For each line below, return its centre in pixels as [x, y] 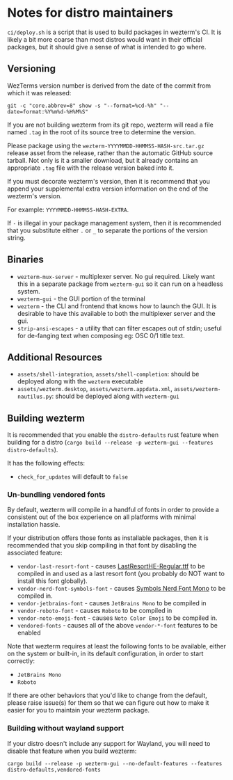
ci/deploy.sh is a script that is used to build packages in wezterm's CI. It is [114, 32]
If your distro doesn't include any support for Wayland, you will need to [109, 743]
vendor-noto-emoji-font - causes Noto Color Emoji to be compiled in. [117, 618]
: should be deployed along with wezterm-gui [115, 396]
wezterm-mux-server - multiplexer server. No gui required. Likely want [116, 276]
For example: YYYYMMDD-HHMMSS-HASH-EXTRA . [68, 209]
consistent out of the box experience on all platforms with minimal [102, 517]
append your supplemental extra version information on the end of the [108, 189]
